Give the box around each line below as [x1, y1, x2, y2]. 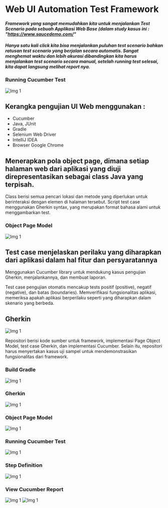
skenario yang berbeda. [5, 300, 55, 306]
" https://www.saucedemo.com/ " [5, 31, 76, 37]
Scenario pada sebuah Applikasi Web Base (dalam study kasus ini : [5, 26, 149, 32]
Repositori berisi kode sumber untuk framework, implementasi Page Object [5, 337, 160, 344]
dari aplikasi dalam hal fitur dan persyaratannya [5, 256, 158, 264]
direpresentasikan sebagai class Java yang [5, 172, 143, 181]
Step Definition [5, 462, 43, 469]
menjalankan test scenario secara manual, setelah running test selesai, [5, 59, 159, 65]
